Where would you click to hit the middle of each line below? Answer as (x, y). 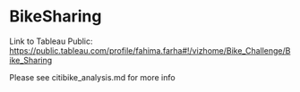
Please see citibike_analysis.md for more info (93, 77)
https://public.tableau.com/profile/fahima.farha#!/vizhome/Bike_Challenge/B (150, 50)
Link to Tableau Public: (51, 41)
